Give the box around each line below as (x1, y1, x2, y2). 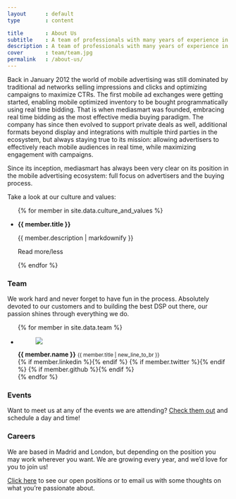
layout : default (7, 10, 74, 18)
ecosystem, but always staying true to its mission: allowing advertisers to (7, 135, 220, 143)
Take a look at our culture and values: (7, 192, 116, 201)
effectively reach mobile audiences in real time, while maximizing (7, 143, 197, 151)
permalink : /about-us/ (7, 56, 83, 64)
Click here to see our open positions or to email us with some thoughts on (7, 476, 222, 484)
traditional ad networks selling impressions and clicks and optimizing (7, 83, 207, 91)
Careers (7, 431, 36, 441)
